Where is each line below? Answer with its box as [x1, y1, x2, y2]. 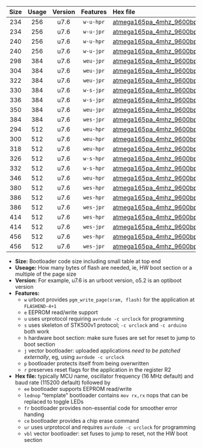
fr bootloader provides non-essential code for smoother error [23, 405, 177, 411]
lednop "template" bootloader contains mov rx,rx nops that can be [23, 392, 188, 399]
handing [23, 411, 44, 418]
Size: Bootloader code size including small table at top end [14, 258, 161, 265]
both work [23, 328, 50, 335]
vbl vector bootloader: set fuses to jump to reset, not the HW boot [23, 430, 188, 437]
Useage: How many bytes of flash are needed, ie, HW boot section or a [14, 264, 192, 271]
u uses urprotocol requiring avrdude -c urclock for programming [23, 315, 185, 322]
